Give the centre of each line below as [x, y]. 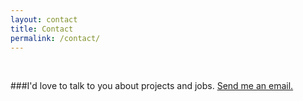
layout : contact [44, 19]
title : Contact [42, 29]
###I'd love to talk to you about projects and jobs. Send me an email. [152, 86]
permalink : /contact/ [55, 38]
